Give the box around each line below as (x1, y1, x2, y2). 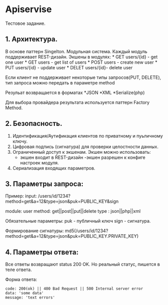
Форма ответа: (5, 277, 37, 283)
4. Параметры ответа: (5, 248, 79, 256)
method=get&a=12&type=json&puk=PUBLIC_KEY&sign (5, 198, 119, 204)
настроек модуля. (20, 159, 59, 165)
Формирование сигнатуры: (5, 228, 64, 234)
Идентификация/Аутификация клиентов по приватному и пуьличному (12, 133, 163, 139)
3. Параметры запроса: (5, 180, 84, 188)
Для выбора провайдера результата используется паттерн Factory (5, 99, 150, 105)
